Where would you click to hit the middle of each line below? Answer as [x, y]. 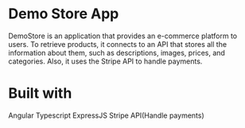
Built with [40, 93]
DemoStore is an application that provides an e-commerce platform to [122, 36]
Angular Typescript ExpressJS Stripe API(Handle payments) [106, 115]
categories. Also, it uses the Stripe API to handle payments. [105, 61]
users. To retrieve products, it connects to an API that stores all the [118, 44]
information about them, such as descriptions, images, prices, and [117, 52]
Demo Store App [64, 14]
